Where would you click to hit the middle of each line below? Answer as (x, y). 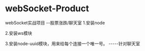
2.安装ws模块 (19, 33)
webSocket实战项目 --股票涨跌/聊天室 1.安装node (55, 23)
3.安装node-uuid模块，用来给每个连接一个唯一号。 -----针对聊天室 (72, 43)
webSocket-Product (47, 9)
